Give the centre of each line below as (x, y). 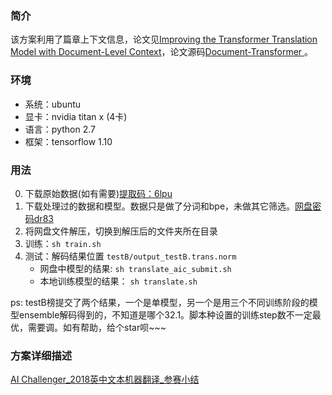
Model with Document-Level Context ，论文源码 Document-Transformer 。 (162, 52)
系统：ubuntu (53, 104)
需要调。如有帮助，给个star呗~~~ (97, 327)
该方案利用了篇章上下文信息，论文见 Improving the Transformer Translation (164, 39)
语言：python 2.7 (60, 129)
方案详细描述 (41, 355)
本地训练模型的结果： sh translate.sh (118, 281)
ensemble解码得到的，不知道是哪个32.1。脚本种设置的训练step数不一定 (165, 314)
